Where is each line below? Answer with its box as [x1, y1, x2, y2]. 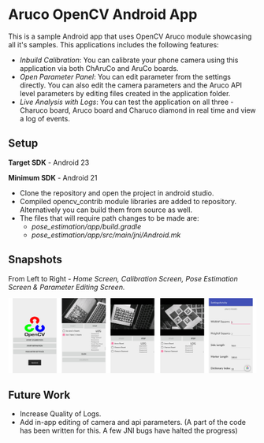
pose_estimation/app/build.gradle [31, 221, 142, 231]
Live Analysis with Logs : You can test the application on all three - [19, 97, 234, 106]
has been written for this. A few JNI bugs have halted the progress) [19, 426, 238, 435]
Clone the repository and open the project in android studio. [19, 188, 214, 198]
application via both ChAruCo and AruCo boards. [19, 63, 179, 73]
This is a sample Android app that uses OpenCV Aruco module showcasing [8, 32, 252, 41]
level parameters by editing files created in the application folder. [19, 88, 231, 98]
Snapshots [8, 253, 63, 266]
